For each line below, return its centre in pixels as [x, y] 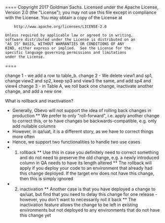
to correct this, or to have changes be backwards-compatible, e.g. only [84, 121]
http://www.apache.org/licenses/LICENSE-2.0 [60, 27]
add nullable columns [34, 126]
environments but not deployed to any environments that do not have [90, 210]
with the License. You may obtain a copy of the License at [64, 18]
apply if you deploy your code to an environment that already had [86, 168]
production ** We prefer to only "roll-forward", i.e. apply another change [86, 116]
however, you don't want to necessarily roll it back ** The [78, 200]
